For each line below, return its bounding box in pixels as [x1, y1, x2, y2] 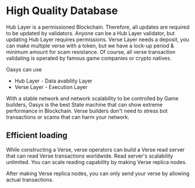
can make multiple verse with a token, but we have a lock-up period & [6, 42, 175, 49]
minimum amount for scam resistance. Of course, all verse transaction [6, 48, 176, 55]
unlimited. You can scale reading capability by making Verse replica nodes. [6, 158, 187, 165]
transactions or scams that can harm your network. [6, 113, 130, 121]
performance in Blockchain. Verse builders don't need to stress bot [6, 107, 168, 114]
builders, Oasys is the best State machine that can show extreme [6, 101, 163, 108]
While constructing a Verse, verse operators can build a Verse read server [6, 146, 185, 153]
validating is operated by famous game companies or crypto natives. [6, 54, 172, 61]
